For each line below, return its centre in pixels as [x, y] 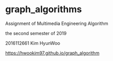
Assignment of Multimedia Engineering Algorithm [57, 23]
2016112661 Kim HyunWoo [33, 43]
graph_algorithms [44, 9]
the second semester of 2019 [36, 33]
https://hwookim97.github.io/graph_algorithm [52, 53]
